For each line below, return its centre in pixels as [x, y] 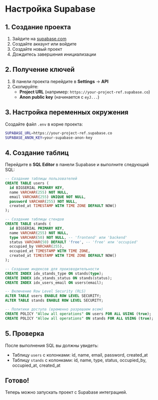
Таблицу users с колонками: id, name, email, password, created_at [80, 355]
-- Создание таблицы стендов [35, 219]
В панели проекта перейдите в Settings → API [60, 81]
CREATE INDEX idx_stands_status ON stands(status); [59, 278]
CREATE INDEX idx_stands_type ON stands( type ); [54, 274]
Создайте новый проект [37, 49]
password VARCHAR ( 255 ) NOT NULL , [43, 201]
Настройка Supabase [50, 9]
